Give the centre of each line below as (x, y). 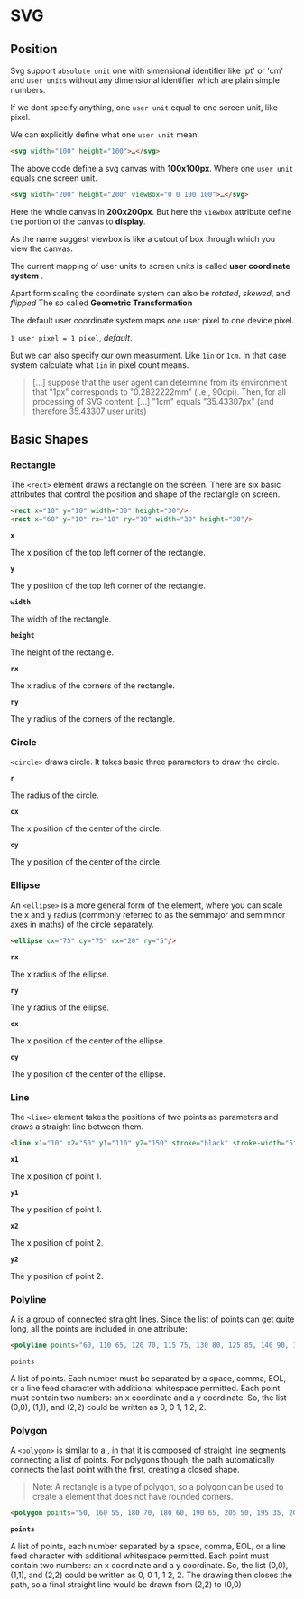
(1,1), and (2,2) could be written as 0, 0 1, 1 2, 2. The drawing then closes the (151, 1575)
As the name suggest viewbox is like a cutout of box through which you (143, 238)
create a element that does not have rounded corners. (133, 1497)
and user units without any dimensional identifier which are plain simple (145, 80)
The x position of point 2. (57, 1242)
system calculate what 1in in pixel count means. (100, 365)
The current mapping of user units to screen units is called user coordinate (150, 266)
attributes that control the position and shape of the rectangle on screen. (145, 494)
